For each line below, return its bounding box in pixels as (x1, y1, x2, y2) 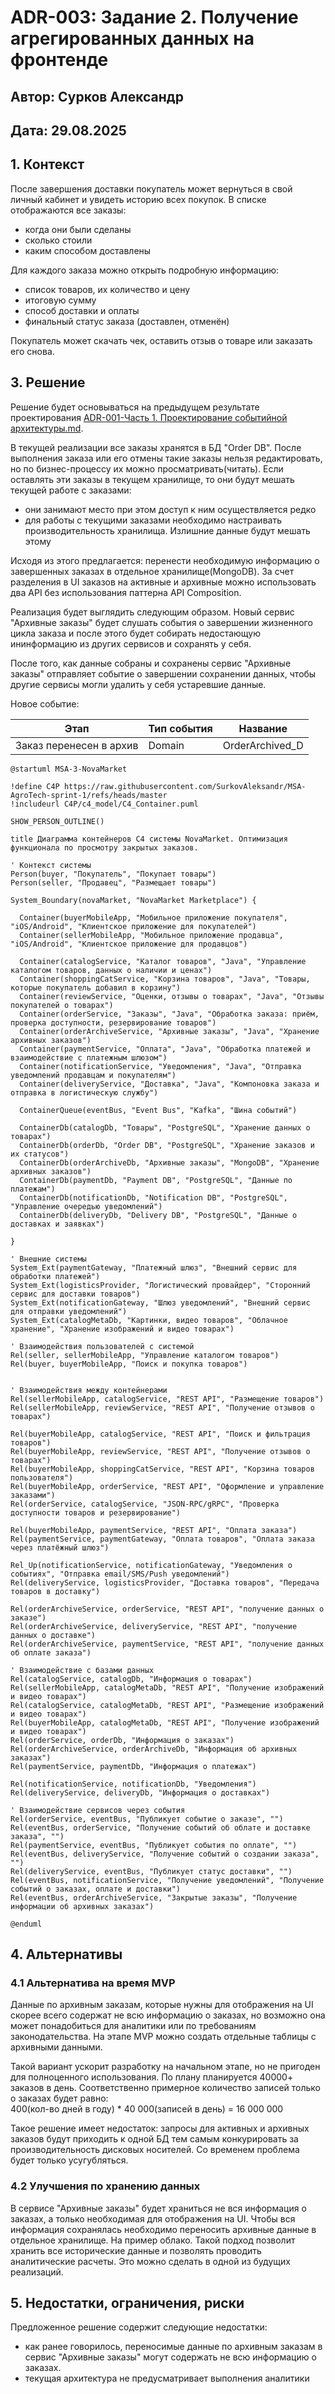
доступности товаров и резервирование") (10, 1507, 182, 1518)
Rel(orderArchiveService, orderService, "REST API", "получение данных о (10, 1604, 325, 1614)
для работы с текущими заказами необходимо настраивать (24, 514, 282, 526)
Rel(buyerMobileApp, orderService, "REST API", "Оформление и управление (10, 1481, 325, 1491)
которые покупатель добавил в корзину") (10, 982, 182, 993)
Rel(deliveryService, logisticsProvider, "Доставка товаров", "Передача (10, 1577, 320, 1588)
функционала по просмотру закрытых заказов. (10, 842, 199, 853)
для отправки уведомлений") (10, 1306, 128, 1316)
